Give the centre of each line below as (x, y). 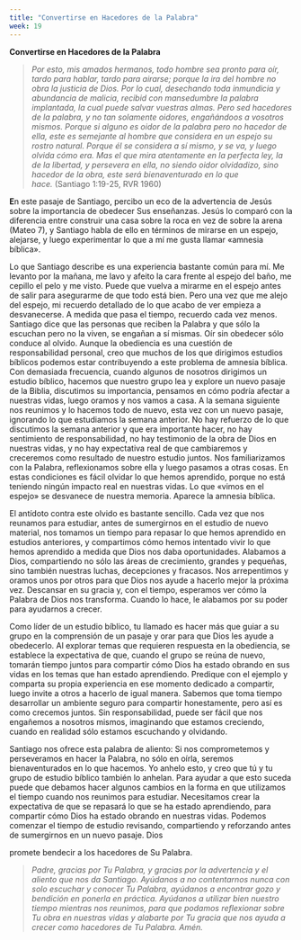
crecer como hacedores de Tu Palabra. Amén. (117, 927)
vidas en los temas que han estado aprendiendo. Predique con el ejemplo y (149, 674)
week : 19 (26, 26)
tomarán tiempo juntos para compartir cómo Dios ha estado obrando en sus (150, 664)
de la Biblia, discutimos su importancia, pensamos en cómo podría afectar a (150, 390)
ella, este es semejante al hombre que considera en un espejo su (152, 136)
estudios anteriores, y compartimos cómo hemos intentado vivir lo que (140, 542)
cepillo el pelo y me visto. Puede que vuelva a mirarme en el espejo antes (145, 285)
